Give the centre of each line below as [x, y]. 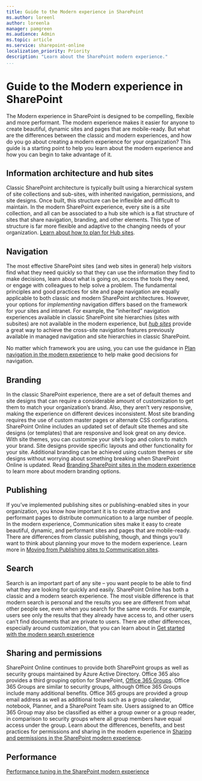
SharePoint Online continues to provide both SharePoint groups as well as [98, 668]
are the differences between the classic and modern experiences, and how [99, 135]
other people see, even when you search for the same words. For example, [99, 609]
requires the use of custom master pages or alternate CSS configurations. [98, 420]
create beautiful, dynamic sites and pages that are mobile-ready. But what [98, 129]
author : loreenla [28, 23]
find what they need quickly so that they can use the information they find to [101, 272]
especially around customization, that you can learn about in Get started [96, 628]
